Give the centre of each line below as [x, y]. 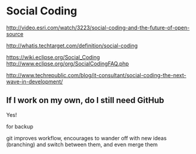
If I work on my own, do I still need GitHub [85, 100]
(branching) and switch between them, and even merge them [82, 144]
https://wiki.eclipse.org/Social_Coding [53, 57]
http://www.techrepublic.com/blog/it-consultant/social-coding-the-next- [96, 75]
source [15, 34]
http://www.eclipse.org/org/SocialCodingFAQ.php [68, 64]
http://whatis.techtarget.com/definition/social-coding [72, 46]
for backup [20, 126]
